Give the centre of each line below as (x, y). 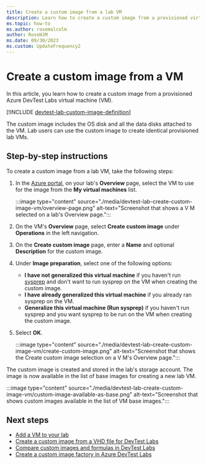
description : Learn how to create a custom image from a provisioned (97, 18)
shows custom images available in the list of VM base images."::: (88, 401)
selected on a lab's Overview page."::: (63, 214)
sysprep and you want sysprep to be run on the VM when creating (108, 314)
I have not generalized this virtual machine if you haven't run (102, 275)
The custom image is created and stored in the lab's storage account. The (100, 369)
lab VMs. (17, 137)
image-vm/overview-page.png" (55, 208)
